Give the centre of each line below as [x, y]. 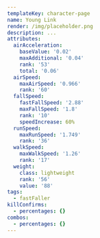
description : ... [32, 33]
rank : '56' [35, 179]
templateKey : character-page [49, 13]
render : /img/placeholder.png [50, 26]
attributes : [24, 39]
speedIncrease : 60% [47, 122]
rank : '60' [35, 90]
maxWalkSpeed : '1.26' [50, 154]
